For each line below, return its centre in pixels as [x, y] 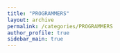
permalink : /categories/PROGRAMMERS [60, 26]
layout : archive [31, 20]
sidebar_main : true [35, 39]
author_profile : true [38, 33]
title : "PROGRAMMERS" [38, 13]
